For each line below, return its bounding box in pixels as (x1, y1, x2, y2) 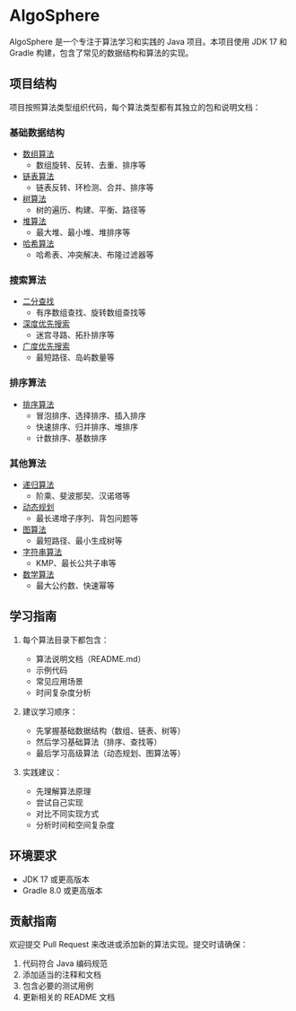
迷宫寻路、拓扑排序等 (35, 329, 115, 341)
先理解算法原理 (35, 786, 91, 797)
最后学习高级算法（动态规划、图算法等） (35, 747, 186, 758)
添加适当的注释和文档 (22, 970, 101, 980)
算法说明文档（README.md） (35, 653, 146, 664)
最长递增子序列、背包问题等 (35, 512, 139, 523)
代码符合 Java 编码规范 (22, 958, 108, 969)
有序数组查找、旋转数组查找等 (35, 307, 146, 318)
